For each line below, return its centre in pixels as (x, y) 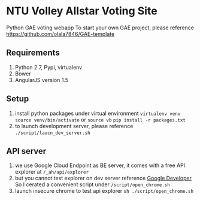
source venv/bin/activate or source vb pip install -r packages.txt (100, 119)
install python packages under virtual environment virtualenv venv (98, 113)
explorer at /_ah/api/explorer (52, 172)
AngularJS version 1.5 (42, 80)
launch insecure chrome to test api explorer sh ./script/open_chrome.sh (104, 191)
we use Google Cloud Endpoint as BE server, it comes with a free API (100, 165)
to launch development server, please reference (74, 126)
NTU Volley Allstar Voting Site (82, 11)
